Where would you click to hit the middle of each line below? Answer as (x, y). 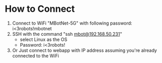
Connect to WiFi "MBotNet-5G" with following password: (72, 23)
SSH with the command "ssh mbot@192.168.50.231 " (67, 34)
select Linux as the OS (44, 39)
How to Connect (40, 9)
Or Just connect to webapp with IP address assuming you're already (85, 50)
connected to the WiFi (36, 56)
